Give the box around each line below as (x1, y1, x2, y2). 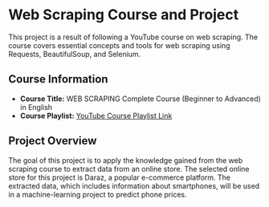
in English (19, 102, 53, 112)
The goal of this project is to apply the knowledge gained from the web (8, 155, 243, 165)
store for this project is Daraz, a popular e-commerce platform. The (8, 172, 231, 182)
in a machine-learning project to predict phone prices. (8, 189, 187, 199)
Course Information (8, 72, 108, 86)
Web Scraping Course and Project (8, 6, 239, 24)
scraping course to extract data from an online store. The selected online (8, 164, 250, 173)
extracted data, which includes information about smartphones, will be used (8, 181, 260, 190)
